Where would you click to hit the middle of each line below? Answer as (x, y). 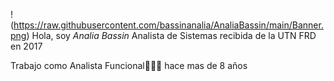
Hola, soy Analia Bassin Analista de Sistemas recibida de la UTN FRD (174, 35)
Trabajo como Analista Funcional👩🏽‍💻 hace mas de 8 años (129, 65)
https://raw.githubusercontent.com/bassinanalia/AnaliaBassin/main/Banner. (168, 25)
